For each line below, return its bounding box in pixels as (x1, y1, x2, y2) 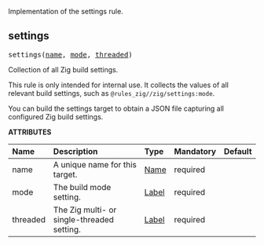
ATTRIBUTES (8, 127, 52, 137)
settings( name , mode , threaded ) (8, 50, 133, 59)
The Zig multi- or (53, 204, 117, 215)
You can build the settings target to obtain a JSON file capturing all (8, 104, 224, 113)
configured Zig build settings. (8, 112, 104, 121)
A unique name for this (53, 159, 137, 170)
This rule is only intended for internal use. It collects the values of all (8, 80, 229, 90)
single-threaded (53, 214, 114, 225)
